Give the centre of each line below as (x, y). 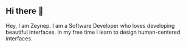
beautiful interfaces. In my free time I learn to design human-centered (93, 32)
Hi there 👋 (25, 11)
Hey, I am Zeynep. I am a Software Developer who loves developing (90, 25)
